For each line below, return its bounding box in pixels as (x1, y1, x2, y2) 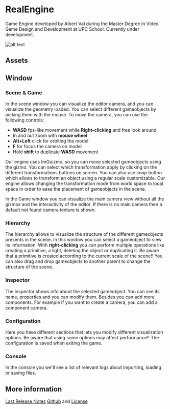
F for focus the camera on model (12, 144, 82, 150)
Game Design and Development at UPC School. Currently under (5, 26, 139, 32)
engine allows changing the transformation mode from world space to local (5, 180, 163, 187)
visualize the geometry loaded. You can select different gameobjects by (5, 106, 157, 112)
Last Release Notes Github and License (5, 398, 88, 404)
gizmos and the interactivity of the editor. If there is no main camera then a (5, 201, 162, 208)
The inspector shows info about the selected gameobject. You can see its (5, 288, 160, 294)
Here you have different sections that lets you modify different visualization (5, 329, 163, 335)
